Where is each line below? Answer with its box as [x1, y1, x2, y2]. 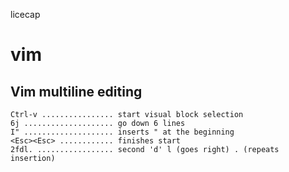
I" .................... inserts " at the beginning [10, 127, 235, 137]
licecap [10, 9, 41, 20]
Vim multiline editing [10, 83, 143, 100]
